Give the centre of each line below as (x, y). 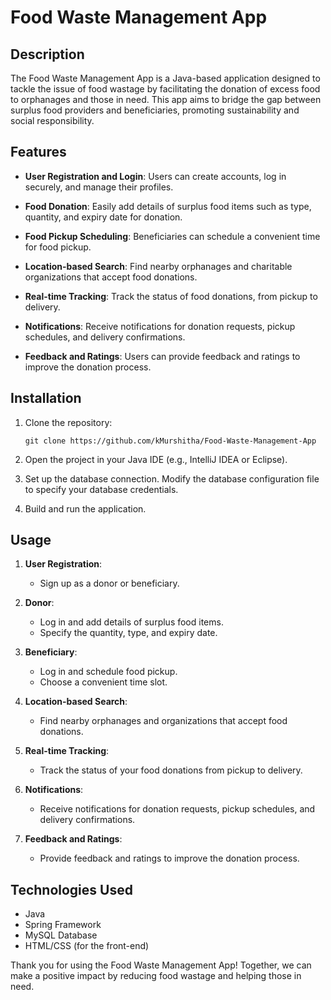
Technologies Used (71, 889)
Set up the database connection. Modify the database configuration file (172, 478)
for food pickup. (58, 247)
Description (47, 54)
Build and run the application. (85, 508)
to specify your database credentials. (101, 489)
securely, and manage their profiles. (99, 187)
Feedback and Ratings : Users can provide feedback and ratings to (162, 356)
